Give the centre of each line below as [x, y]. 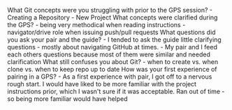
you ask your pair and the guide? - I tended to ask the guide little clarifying [114, 40]
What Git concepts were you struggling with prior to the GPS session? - [110, 10]
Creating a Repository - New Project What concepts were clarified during [113, 17]
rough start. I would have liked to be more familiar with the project [102, 84]
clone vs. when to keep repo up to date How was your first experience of [113, 69]
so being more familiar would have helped [67, 99]
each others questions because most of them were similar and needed [109, 54]
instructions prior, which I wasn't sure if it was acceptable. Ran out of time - [116, 91]
